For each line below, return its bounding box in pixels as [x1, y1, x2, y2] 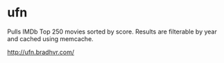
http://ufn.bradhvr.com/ [7, 48, 75, 56]
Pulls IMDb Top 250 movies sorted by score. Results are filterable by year [7, 27, 217, 36]
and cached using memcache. [7, 34, 94, 42]
